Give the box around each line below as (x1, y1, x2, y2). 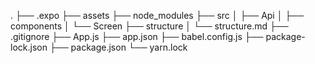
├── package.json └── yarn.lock (49, 41, 188, 53)
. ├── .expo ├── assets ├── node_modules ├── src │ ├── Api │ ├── (10, 10, 305, 21)
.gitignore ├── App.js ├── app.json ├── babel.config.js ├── (10, 31, 264, 42)
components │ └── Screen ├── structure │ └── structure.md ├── (10, 20, 289, 32)
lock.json (10, 41, 48, 53)
